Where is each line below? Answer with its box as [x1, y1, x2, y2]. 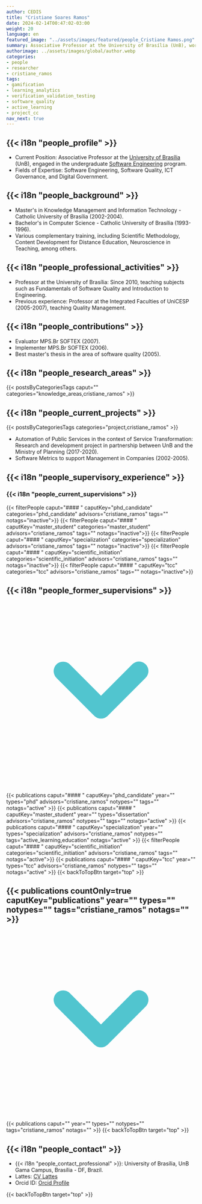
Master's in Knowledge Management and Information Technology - [14, 206, 182, 214]
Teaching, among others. [14, 245, 77, 252]
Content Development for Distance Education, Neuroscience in [14, 238, 171, 246]
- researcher [6, 65, 39, 71]
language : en [6, 31, 39, 37]
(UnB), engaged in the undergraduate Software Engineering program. [14, 160, 188, 168]
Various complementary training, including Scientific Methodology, [14, 232, 180, 239]
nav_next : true [6, 115, 44, 121]
